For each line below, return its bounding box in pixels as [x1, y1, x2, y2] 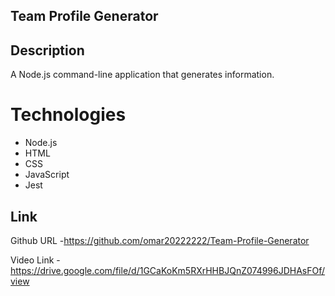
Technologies [10, 104, 127, 126]
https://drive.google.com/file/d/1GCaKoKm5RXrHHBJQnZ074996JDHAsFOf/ [10, 264, 326, 276]
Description [10, 42, 85, 59]
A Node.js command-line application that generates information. [10, 69, 275, 81]
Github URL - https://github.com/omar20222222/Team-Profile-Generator [10, 234, 310, 246]
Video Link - [10, 254, 61, 266]
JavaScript [24, 169, 70, 181]
